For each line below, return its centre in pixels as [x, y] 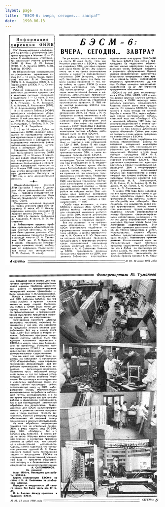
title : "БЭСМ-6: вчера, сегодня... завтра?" [52, 16]
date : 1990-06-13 [25, 21]
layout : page [18, 10]
